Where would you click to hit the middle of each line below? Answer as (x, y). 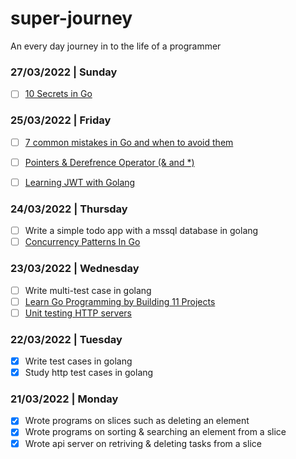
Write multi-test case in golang (88, 290)
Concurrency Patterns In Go (82, 242)
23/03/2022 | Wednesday (75, 269)
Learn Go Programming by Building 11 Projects (120, 301)
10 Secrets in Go (58, 94)
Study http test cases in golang (89, 373)
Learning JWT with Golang (80, 182)
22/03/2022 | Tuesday (66, 339)
